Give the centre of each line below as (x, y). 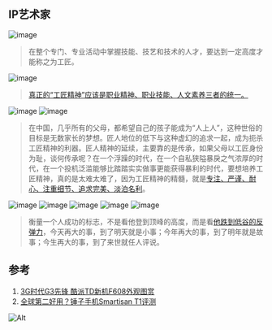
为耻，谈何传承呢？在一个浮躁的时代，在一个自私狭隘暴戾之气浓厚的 (142, 158)
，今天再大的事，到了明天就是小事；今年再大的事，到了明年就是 (149, 232)
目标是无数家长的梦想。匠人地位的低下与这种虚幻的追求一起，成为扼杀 (146, 137)
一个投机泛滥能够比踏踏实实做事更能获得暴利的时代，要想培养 (153, 168)
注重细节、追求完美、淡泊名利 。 (96, 189)
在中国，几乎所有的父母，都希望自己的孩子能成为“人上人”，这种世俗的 (145, 128)
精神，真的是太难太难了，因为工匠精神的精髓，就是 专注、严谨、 (142, 178)
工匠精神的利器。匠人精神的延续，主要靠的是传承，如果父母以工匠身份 (146, 148)
